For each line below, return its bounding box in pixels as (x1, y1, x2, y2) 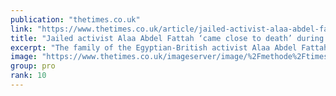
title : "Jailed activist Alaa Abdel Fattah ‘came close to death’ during (10, 33, 325, 43)
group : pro (10, 61, 56, 71)
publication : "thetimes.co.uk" (10, 14, 141, 25)
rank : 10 (10, 71, 47, 81)
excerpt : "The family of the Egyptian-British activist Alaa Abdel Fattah (10, 42, 329, 53)
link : (10, 24, 33, 34)
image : (10, 52, 38, 62)
